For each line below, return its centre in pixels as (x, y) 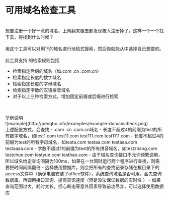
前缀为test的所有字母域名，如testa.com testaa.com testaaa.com (71, 142)
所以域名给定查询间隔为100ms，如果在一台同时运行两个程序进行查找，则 (80, 161)
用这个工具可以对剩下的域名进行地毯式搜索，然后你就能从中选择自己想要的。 (84, 48)
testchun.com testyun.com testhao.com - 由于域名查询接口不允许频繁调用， (84, 155)
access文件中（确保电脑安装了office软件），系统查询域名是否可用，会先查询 (83, 173)
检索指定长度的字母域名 (37, 83)
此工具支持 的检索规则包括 (32, 60)
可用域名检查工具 (41, 10)
